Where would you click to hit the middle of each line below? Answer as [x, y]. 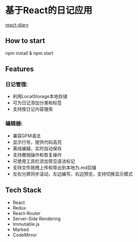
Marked [21, 229]
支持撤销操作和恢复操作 [37, 155]
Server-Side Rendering [37, 219]
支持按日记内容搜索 [33, 109]
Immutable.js [26, 224]
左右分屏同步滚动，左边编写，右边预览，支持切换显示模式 [73, 174]
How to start [25, 41]
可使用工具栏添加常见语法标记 [44, 161]
